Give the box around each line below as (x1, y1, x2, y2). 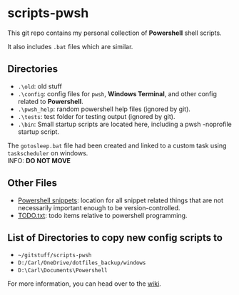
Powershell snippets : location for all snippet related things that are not (17, 196, 223, 205)
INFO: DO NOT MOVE (7, 156, 71, 165)
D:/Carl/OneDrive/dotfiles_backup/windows (17, 259, 146, 266)
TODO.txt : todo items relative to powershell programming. (17, 211, 188, 219)
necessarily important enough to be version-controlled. (17, 203, 180, 212)
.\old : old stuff (17, 82, 62, 90)
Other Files (7, 177, 58, 190)
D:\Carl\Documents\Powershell (17, 267, 108, 274)
